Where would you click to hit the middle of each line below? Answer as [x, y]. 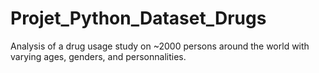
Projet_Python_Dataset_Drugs [138, 18]
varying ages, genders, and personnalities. [98, 56]
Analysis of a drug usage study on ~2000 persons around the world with [160, 46]
